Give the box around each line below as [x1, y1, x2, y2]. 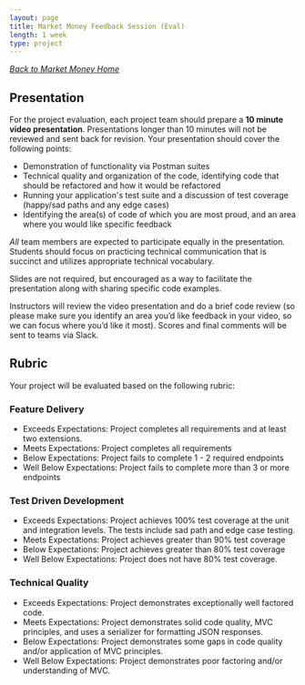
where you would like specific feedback [22, 219, 173, 230]
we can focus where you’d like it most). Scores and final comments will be [9, 320, 287, 331]
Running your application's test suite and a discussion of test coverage [22, 190, 289, 201]
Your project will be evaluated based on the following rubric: [9, 379, 235, 391]
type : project [9, 38, 64, 48]
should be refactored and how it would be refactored [22, 180, 221, 191]
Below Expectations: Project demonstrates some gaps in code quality [22, 636, 283, 647]
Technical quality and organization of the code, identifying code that [22, 170, 280, 182]
